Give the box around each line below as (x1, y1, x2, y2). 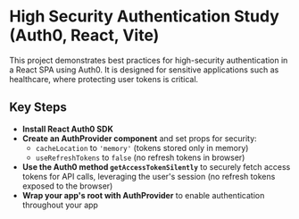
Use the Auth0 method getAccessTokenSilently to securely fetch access (21, 161, 291, 172)
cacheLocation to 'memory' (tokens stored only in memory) (35, 142, 249, 153)
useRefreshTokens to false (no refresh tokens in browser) (35, 152, 245, 163)
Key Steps (9, 100, 67, 115)
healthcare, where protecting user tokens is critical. (9, 73, 199, 84)
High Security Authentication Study (9, 6, 279, 27)
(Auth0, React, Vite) (9, 25, 160, 46)
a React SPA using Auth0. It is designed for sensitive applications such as (9, 64, 279, 75)
